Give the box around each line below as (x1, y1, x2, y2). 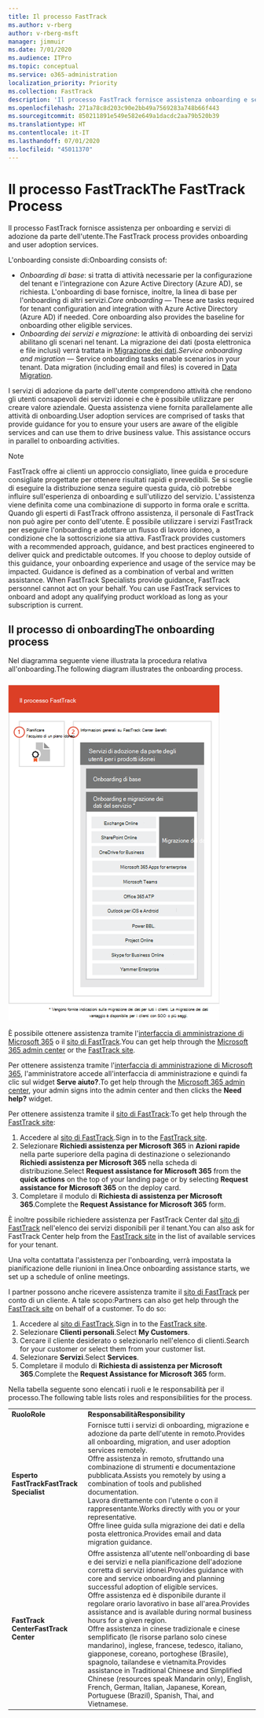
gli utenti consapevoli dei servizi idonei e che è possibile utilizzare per (8, 394, 234, 404)
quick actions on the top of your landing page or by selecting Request (19, 1174, 249, 1184)
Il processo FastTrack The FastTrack (8, 180, 246, 198)
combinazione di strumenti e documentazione (87, 1462, 236, 1472)
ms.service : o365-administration (8, 71, 118, 79)
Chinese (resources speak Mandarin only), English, (87, 1674, 253, 1683)
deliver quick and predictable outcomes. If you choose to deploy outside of (8, 550, 251, 559)
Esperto (11, 1471, 38, 1480)
